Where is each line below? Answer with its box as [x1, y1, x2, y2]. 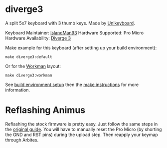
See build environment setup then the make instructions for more [5, 81, 139, 87]
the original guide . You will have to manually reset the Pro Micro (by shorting [5, 126, 162, 132]
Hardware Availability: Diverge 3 [5, 35, 71, 41]
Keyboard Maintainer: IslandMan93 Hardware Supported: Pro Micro [5, 29, 144, 35]
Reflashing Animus [5, 104, 86, 116]
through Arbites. [5, 136, 39, 143]
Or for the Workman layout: [5, 63, 61, 69]
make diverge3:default [5, 54, 52, 59]
